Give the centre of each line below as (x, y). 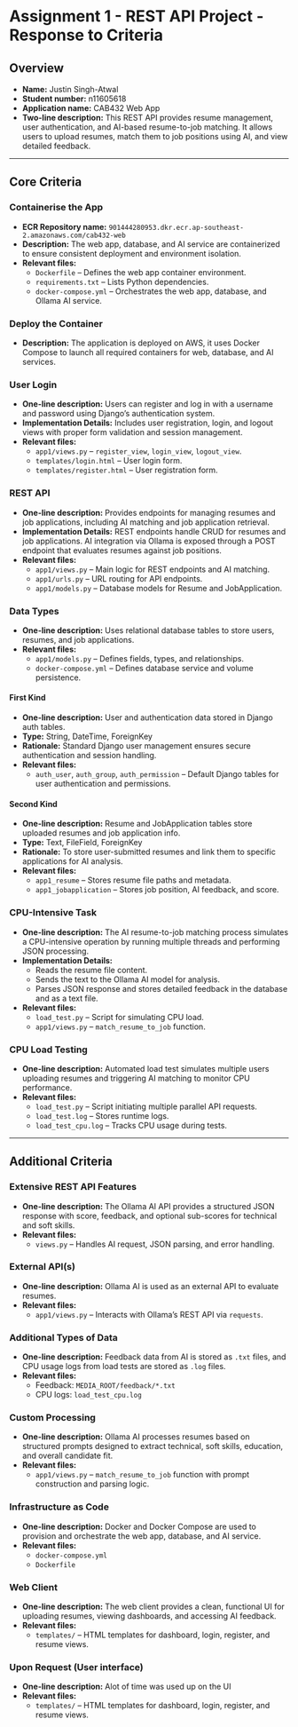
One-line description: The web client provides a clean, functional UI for (153, 1607)
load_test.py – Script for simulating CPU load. (119, 1017)
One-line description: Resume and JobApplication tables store (137, 824)
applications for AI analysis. (72, 861)
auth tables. (43, 727)
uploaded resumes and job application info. (101, 833)
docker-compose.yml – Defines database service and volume (145, 668)
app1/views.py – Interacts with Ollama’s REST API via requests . (149, 1314)
